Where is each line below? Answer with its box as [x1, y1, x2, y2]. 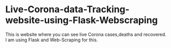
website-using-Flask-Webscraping [5, 14, 158, 26]
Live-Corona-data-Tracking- [5, 4, 130, 15]
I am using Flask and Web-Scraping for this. [5, 37, 98, 43]
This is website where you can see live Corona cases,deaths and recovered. [5, 31, 167, 37]
